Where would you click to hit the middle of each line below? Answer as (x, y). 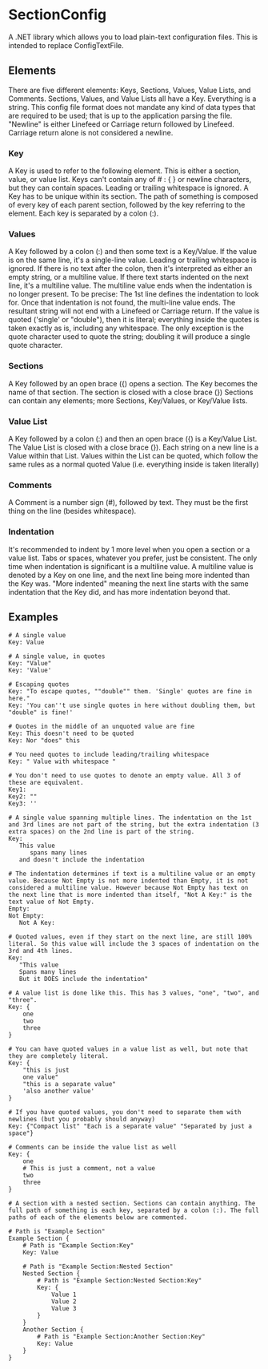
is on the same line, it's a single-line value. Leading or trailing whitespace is (133, 260)
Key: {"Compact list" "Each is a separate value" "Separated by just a (130, 1127)
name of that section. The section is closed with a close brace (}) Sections (131, 392)
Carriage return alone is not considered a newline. (91, 132)
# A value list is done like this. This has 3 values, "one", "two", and (134, 993)
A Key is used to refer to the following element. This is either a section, (125, 171)
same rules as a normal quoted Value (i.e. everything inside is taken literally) (134, 464)
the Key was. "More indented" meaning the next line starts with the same (129, 584)
